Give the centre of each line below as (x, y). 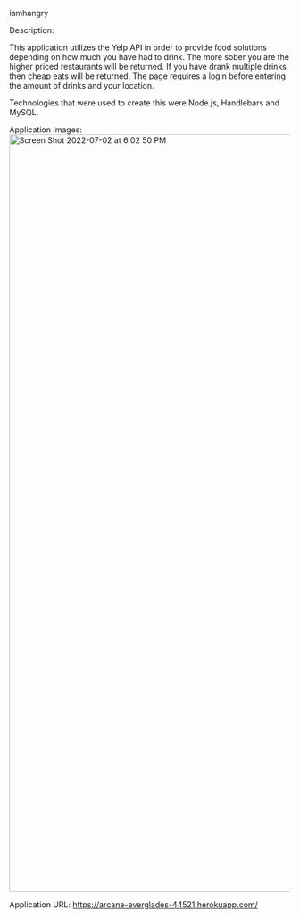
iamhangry (29, 13)
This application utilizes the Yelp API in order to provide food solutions (138, 47)
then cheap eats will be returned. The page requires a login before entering (148, 76)
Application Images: (46, 130)
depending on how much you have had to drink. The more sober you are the (150, 57)
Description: (32, 30)
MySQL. (24, 112)
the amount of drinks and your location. (82, 85)
